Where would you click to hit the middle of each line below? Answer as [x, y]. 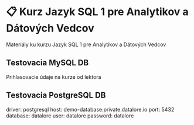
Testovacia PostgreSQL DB [56, 96]
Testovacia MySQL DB [47, 63]
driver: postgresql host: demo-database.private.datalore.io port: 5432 [90, 109]
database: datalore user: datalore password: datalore [70, 116]
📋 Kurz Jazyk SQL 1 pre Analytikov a [97, 12]
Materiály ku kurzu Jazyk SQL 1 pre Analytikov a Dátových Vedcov [86, 44]
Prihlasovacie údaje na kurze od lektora [54, 77]
